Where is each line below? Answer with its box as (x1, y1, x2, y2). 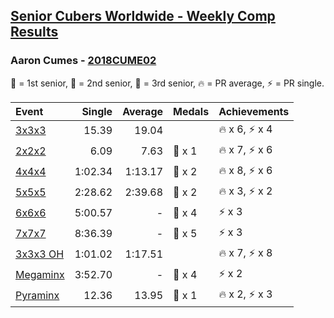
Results (10, 24, 59, 41)
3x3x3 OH (15, 247, 65, 261)
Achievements (218, 104, 290, 118)
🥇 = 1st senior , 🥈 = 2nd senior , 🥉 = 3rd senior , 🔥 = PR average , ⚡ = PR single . (10, 77, 325, 89)
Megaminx (15, 268, 65, 282)
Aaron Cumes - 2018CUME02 (10, 54, 157, 68)
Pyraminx (15, 289, 60, 303)
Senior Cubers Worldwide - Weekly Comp (10, 8, 276, 25)
